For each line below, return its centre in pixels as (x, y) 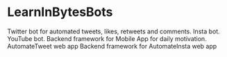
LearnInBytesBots (60, 12)
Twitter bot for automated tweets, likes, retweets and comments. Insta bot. (113, 31)
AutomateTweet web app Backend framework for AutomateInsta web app (112, 46)
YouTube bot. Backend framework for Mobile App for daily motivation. (107, 38)
